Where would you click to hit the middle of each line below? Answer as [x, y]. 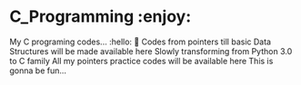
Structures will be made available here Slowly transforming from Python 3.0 [151, 51]
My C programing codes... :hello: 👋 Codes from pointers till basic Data [140, 42]
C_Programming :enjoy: [100, 17]
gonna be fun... [38, 71]
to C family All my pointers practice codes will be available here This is [141, 61]
